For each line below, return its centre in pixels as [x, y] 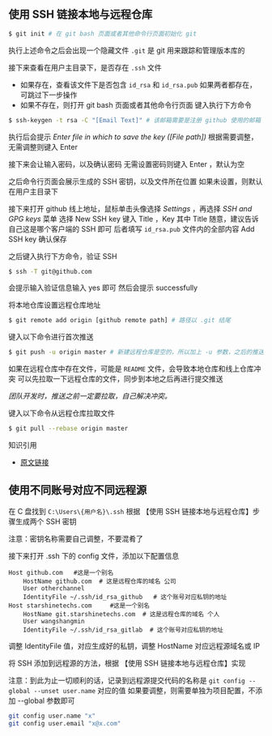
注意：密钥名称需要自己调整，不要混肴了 [76, 538]
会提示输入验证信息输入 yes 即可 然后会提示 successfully [103, 288]
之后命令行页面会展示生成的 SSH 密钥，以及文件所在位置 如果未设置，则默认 [136, 181]
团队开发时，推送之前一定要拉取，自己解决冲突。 [90, 396]
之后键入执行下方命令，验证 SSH [63, 256]
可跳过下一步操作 [49, 95]
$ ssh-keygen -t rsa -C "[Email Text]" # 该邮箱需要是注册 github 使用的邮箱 [135, 120]
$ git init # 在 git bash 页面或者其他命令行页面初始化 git [102, 34]
